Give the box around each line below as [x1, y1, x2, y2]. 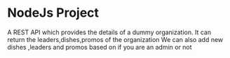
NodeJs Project [7, 5, 100, 21]
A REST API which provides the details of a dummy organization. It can [7, 28, 212, 36]
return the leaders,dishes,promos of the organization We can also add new [7, 35, 224, 43]
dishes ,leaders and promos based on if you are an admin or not [7, 43, 192, 51]
